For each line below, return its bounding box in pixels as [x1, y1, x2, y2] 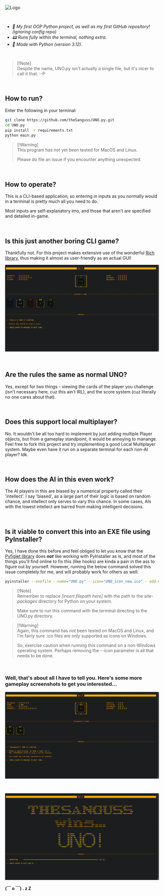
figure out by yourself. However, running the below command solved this [5, 564, 151, 570]
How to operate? [5, 180, 57, 189]
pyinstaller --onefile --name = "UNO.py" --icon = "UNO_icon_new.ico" [5, 579, 143, 584]
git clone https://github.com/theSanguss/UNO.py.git [5, 118, 115, 122]
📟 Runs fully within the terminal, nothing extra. [12, 34, 107, 40]
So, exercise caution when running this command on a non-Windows [17, 642, 156, 649]
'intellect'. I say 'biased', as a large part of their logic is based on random [5, 493, 151, 499]
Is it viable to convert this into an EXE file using [5, 527, 150, 536]
